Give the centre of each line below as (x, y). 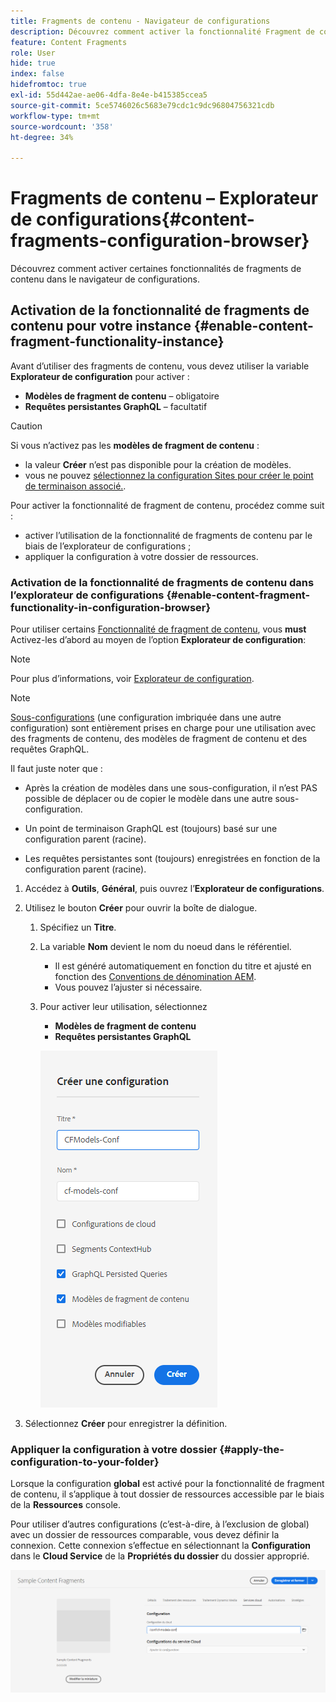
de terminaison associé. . (75, 486)
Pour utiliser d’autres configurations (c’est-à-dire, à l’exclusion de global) (160, 1524)
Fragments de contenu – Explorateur (164, 198)
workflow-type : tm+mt (55, 116)
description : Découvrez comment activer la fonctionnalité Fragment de (162, 31)
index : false (37, 74)
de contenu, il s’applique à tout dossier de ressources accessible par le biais (167, 1494)
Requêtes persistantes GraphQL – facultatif (116, 406)
